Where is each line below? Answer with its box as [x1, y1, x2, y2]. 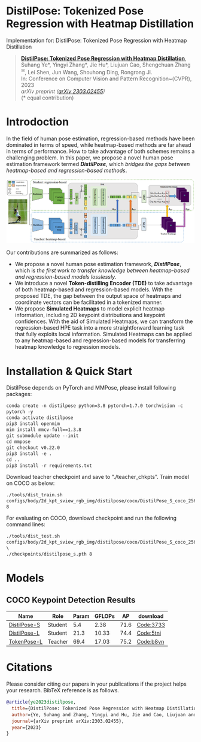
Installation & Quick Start [6, 364, 133, 378]
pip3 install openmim [6, 421, 60, 427]
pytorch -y [6, 409, 33, 415]
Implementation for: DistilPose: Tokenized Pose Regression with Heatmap [6, 37, 187, 44]
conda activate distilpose [6, 415, 74, 421]
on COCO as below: [6, 479, 55, 487]
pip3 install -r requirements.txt [6, 463, 93, 469]
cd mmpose [6, 439, 31, 445]
